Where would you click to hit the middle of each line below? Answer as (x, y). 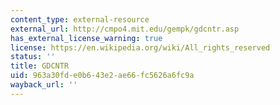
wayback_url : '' (44, 85)
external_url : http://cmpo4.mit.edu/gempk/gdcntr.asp (125, 29)
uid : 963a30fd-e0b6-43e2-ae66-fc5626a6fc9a (102, 76)
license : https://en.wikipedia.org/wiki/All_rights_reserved (140, 47)
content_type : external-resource (80, 19)
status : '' (33, 57)
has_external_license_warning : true (86, 38)
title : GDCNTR (40, 66)
